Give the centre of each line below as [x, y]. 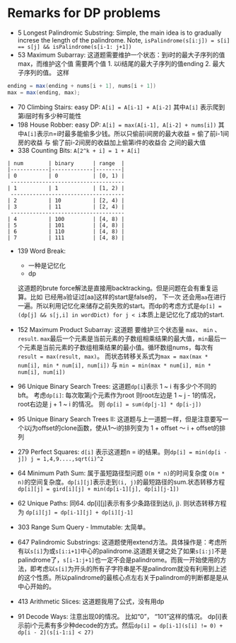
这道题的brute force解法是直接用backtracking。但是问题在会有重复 [114, 288]
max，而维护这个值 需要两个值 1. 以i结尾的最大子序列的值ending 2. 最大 [121, 63]
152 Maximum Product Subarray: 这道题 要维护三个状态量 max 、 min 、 [119, 329]
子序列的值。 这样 [43, 72]
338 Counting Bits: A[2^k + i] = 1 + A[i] [79, 150]
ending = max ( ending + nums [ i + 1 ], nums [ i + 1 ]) [82, 86]
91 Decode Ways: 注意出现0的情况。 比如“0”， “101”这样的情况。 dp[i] [119, 616]
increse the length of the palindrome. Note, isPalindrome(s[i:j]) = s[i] [124, 40]
